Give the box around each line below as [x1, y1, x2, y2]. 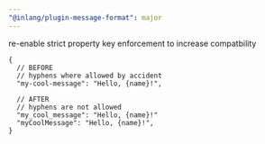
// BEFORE [16, 63, 53, 72]
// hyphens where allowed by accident [16, 71, 163, 80]
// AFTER [16, 94, 50, 103]
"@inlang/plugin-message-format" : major [8, 13, 163, 22]
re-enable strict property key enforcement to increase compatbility [8, 38, 257, 49]
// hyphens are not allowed [16, 103, 123, 112]
